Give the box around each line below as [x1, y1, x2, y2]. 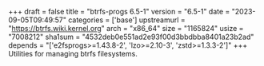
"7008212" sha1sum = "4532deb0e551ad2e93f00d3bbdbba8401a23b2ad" [8, 32, 254, 41]
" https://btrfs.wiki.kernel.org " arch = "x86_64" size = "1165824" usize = [8, 24, 244, 33]
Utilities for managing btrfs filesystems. [8, 49, 138, 58]
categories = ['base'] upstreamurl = [67, 15, 186, 25]
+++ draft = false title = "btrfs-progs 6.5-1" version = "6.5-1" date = [8, 7, 230, 16]
